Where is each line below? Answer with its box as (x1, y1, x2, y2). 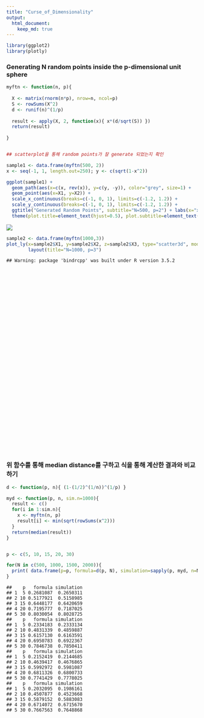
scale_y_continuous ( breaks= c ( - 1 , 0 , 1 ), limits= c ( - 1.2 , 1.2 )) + (12, 202, 178, 208)
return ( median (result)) (12, 529, 72, 535)
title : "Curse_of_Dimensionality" (6, 9, 94, 15)
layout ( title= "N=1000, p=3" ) (28, 247, 102, 253)
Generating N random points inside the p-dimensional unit (6, 62, 182, 71)
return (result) (12, 124, 50, 130)
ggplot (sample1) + (6, 179, 53, 185)
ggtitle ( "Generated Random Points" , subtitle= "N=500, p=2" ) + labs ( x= (12, 208, 194, 214)
